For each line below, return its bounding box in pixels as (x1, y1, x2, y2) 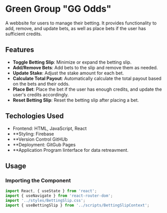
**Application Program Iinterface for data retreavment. (12, 147, 129, 153)
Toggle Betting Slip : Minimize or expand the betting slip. (12, 59, 132, 65)
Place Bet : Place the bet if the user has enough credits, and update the (12, 86, 162, 92)
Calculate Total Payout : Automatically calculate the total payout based (12, 75, 162, 82)
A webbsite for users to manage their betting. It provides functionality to (5, 20, 157, 26)
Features (5, 45, 34, 54)
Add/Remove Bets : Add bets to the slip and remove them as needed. (12, 64, 158, 70)
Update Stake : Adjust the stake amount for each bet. (12, 70, 124, 76)
